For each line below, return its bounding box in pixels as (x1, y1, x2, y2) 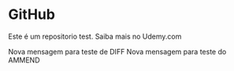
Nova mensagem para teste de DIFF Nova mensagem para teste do (8, 47, 227, 56)
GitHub (8, 6, 55, 24)
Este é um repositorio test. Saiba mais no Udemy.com (8, 32, 182, 41)
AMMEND (8, 55, 41, 65)
